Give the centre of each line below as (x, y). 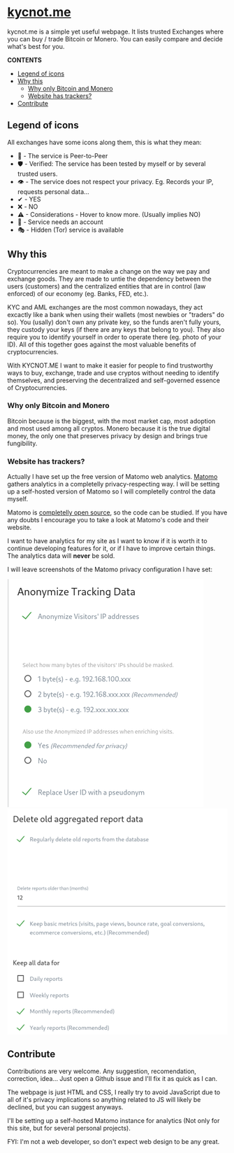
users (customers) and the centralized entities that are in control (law (107, 286)
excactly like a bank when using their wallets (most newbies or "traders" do (116, 314)
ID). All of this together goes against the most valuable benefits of (102, 344)
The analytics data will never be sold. (61, 556)
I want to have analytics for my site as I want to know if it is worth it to (107, 541)
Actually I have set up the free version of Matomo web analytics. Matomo (112, 477)
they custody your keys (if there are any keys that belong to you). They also (116, 329)
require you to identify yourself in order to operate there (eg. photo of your (114, 337)
